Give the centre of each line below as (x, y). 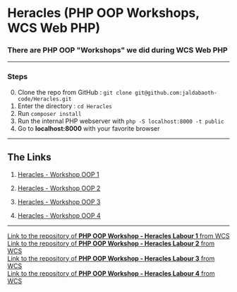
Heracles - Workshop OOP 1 (58, 174)
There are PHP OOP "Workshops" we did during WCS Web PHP (117, 50)
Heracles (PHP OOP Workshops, (103, 13)
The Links (29, 157)
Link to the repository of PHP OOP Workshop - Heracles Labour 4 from (111, 273)
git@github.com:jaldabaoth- (176, 93)
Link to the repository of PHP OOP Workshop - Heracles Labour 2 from (111, 243)
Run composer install (49, 113)
